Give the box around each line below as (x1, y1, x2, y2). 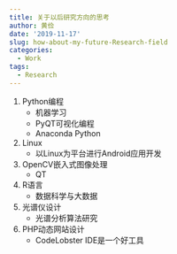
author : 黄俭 (9, 21, 55, 30)
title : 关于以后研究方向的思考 (9, 12, 110, 22)
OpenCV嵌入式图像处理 (21, 158, 108, 169)
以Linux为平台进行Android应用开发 (35, 148, 162, 158)
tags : (9, 63, 29, 72)
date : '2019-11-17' (9, 29, 81, 38)
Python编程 (21, 96, 65, 106)
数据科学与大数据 (35, 190, 98, 201)
